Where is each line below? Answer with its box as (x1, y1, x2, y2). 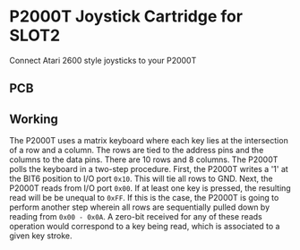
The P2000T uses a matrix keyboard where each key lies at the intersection (9, 135, 288, 146)
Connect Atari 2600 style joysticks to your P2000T (9, 55, 197, 65)
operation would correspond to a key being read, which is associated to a (9, 221, 280, 232)
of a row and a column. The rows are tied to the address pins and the (9, 145, 264, 156)
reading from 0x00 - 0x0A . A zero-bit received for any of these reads (9, 211, 262, 222)
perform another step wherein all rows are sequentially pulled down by (9, 202, 270, 212)
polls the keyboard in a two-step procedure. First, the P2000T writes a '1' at (9, 164, 288, 175)
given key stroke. (9, 230, 73, 241)
